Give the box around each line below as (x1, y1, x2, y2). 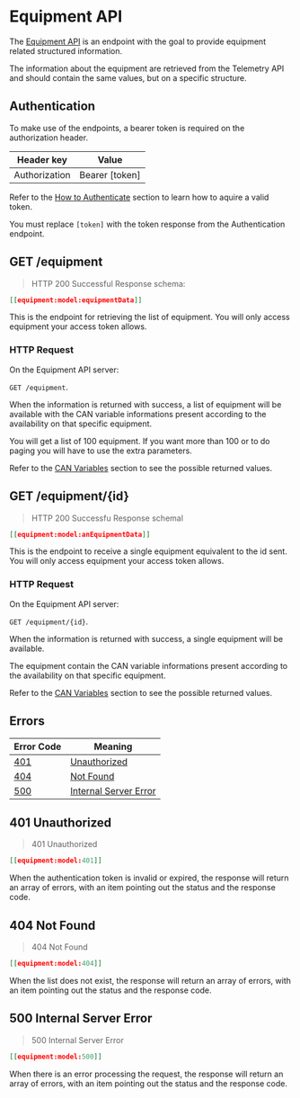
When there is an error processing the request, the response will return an (9, 1068, 284, 1079)
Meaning (93, 740, 133, 753)
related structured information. (9, 45, 123, 56)
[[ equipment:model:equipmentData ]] (9, 295, 143, 305)
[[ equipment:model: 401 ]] (9, 856, 102, 865)
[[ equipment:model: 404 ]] (9, 960, 102, 969)
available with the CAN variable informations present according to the (9, 408, 267, 419)
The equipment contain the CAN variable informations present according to (9, 660, 288, 671)
